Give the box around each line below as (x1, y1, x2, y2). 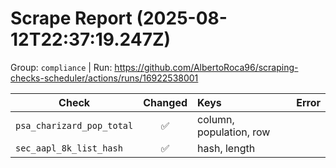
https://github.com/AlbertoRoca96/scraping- (114, 61, 299, 73)
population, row (197, 125, 271, 139)
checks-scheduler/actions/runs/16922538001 (10, 72, 199, 84)
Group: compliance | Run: (10, 61, 113, 73)
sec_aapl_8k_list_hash (15, 142, 123, 154)
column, (197, 112, 235, 126)
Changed (143, 95, 188, 109)
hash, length (197, 141, 256, 155)
